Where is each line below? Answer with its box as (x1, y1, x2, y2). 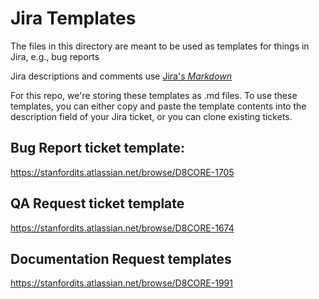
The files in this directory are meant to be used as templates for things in (10, 40, 310, 52)
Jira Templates (10, 7, 137, 30)
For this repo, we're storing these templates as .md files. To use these (10, 89, 298, 101)
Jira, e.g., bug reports (10, 50, 100, 62)
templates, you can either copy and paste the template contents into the (10, 100, 307, 112)
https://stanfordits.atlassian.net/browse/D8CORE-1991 (10, 277, 233, 289)
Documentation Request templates (10, 250, 232, 267)
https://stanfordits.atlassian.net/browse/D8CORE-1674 (10, 222, 235, 234)
